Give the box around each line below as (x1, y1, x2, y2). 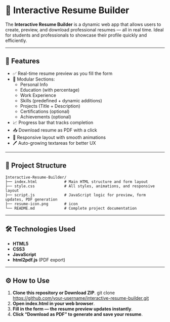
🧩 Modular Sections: (12, 76, 55, 82)
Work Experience (20, 92, 57, 98)
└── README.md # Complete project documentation (5, 206, 137, 211)
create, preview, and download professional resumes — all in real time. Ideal (5, 26, 164, 32)
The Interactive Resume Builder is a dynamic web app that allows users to (5, 21, 161, 27)
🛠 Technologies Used (5, 225, 76, 233)
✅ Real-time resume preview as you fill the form (12, 70, 113, 76)
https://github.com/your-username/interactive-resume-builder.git (12, 295, 149, 301)
